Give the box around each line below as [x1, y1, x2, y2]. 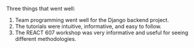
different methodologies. [14, 36, 77, 42]
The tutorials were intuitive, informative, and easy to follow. [14, 23, 161, 30]
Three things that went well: [6, 5, 75, 12]
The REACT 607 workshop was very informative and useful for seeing [14, 29, 189, 36]
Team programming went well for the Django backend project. [14, 17, 169, 23]
